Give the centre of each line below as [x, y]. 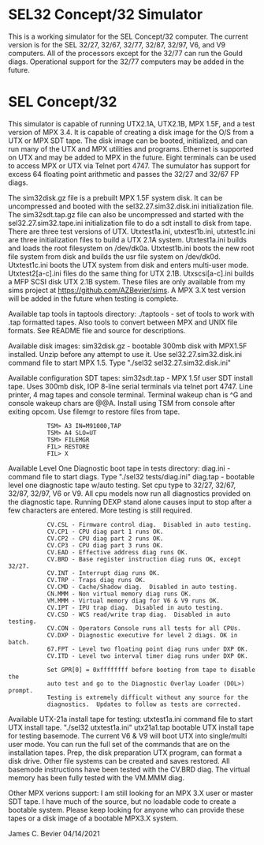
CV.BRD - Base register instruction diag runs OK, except [144, 559]
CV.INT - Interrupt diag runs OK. [103, 573]
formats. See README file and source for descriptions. [97, 330]
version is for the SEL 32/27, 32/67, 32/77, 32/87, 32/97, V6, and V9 [117, 44]
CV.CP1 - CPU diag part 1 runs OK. [105, 531]
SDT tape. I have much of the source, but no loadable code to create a [122, 801]
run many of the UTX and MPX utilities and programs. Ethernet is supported [131, 148]
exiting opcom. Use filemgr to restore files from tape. [94, 411]
